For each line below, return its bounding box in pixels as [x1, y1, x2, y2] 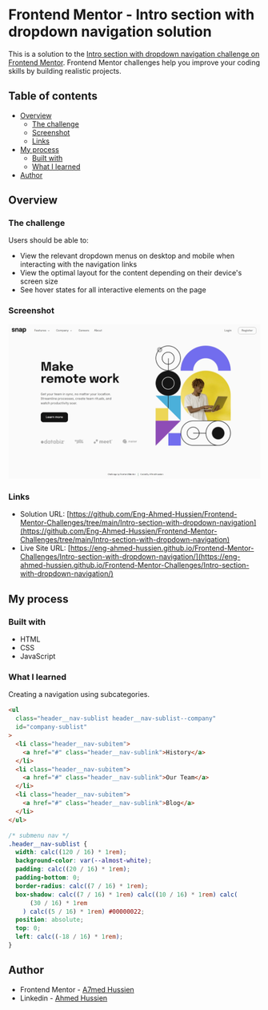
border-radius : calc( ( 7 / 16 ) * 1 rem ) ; [15, 882, 149, 890]
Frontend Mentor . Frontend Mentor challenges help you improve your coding [8, 58, 261, 67]
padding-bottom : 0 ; [15, 874, 81, 882]
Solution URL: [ [19, 509, 70, 519]
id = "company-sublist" [15, 723, 88, 731]
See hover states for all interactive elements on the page [19, 285, 206, 295]
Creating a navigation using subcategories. [8, 690, 150, 699]
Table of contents [8, 90, 98, 103]
